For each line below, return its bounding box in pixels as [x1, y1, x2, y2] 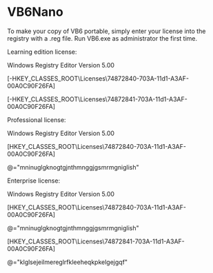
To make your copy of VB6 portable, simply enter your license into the [7, 27, 206, 35]
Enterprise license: [7, 176, 61, 185]
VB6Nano [7, 4, 63, 20]
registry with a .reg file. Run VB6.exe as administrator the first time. [7, 34, 198, 42]
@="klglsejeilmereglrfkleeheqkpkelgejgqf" [7, 258, 128, 266]
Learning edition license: [7, 48, 77, 56]
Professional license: [7, 115, 67, 124]
